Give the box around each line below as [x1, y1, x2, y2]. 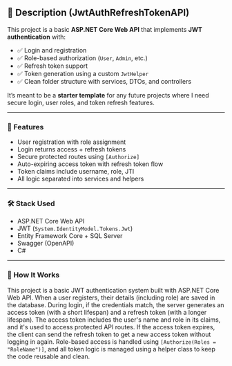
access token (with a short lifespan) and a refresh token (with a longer [7, 308, 207, 316]
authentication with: [7, 33, 66, 41]
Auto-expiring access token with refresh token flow [17, 160, 164, 168]
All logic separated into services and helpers [17, 174, 144, 183]
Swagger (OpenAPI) [17, 239, 75, 248]
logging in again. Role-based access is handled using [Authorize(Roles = [7, 337, 216, 346]
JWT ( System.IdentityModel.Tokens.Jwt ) [17, 224, 133, 232]
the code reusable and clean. [7, 352, 90, 360]
